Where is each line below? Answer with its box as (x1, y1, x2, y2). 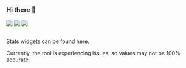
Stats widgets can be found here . (6, 38, 89, 45)
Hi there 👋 (6, 5, 36, 14)
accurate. (6, 56, 30, 63)
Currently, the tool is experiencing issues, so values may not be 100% (6, 50, 181, 57)
